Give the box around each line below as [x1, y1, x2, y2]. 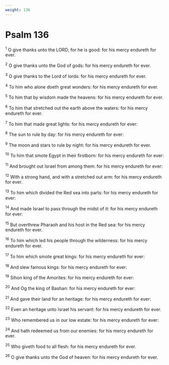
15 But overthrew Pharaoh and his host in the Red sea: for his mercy [5, 221, 145, 228]
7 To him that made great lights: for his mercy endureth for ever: [5, 120, 138, 127]
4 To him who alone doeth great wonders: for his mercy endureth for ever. [5, 83, 159, 90]
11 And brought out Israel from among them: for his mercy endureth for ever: [5, 162, 163, 169]
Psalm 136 [5, 29, 49, 40]
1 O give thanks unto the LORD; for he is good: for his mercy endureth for [5, 46, 156, 53]
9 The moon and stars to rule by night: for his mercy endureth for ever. [5, 141, 151, 148]
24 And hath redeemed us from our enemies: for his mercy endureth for [5, 327, 153, 334]
